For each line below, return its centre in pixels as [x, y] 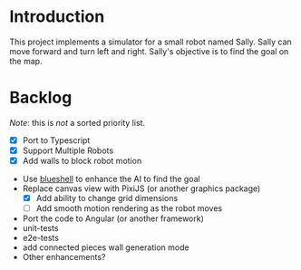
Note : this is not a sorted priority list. [78, 122]
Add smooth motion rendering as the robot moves [129, 208]
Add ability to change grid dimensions [107, 198]
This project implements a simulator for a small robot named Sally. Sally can [150, 42]
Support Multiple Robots [68, 150]
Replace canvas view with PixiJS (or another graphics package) [141, 188]
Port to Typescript [56, 140]
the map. [26, 61]
